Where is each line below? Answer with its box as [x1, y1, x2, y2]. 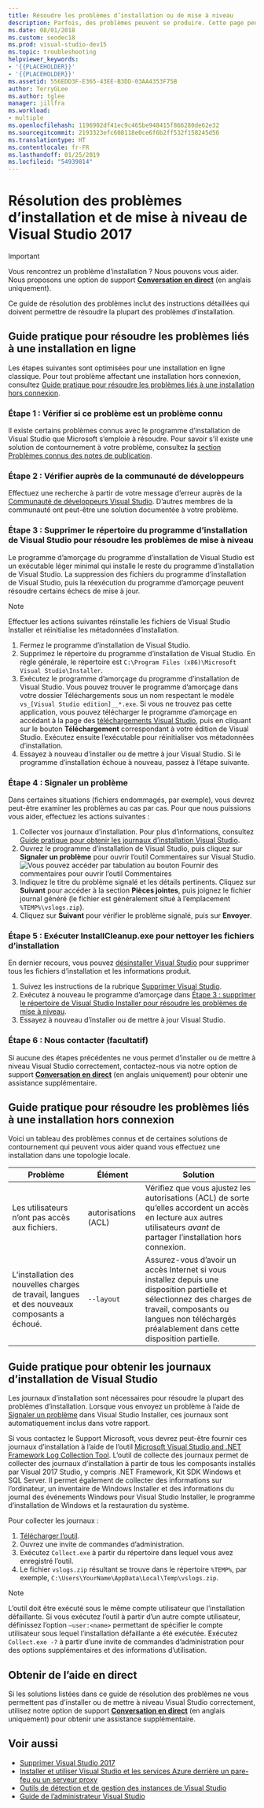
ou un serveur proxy [31, 1774, 98, 1784]
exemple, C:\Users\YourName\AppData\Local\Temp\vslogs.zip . [19, 1573, 219, 1583]
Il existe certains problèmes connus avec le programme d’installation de [8, 426, 241, 436]
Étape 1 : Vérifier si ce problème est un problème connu [8, 407, 223, 418]
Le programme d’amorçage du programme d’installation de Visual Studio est [8, 552, 255, 562]
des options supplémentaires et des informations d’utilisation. [8, 1646, 207, 1655]
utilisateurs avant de [145, 1222, 221, 1233]
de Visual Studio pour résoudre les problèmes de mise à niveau [8, 535, 254, 546]
